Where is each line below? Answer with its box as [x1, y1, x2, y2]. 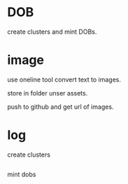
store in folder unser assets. [7, 88, 88, 97]
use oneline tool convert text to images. [7, 75, 121, 84]
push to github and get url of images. [7, 103, 114, 111]
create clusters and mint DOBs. [7, 27, 97, 36]
